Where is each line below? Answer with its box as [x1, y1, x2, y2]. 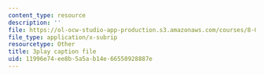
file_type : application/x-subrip [8, 33, 118, 41]
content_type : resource [8, 11, 86, 20]
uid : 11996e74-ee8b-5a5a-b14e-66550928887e [8, 55, 153, 63]
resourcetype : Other [8, 41, 76, 48]
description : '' [8, 19, 61, 27]
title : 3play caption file [8, 48, 97, 55]
